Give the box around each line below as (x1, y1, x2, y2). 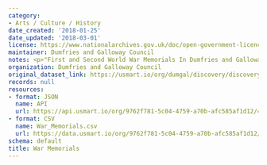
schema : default (8, 136, 62, 145)
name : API (15, 100, 48, 108)
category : (8, 11, 41, 20)
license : (8, 41, 37, 49)
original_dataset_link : (8, 71, 87, 79)
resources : (8, 85, 44, 94)
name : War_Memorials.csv (15, 122, 98, 130)
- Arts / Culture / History (8, 19, 102, 27)
